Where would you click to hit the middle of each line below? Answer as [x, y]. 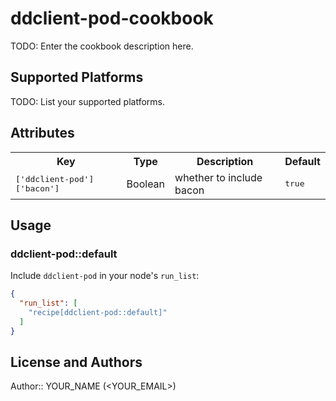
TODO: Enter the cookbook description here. [102, 46]
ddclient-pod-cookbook [112, 18]
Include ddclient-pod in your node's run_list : [105, 276]
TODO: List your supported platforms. [88, 101]
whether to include [218, 177]
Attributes [42, 133]
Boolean [146, 184]
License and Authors [76, 362]
